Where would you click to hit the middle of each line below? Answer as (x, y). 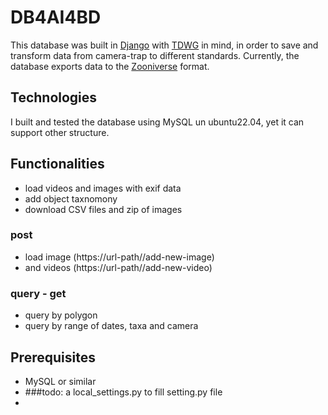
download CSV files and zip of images (103, 209)
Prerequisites (53, 357)
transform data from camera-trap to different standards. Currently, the (155, 55)
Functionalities (57, 164)
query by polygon (61, 315)
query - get (38, 293)
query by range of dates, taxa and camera (111, 326)
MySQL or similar (60, 381)
